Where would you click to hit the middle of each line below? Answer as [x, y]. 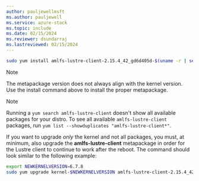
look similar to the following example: [51, 156]
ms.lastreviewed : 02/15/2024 [42, 45]
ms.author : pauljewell [34, 17]
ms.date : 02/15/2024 [32, 34]
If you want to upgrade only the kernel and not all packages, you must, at [95, 137]
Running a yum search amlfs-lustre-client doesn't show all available [91, 112]
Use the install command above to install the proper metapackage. [87, 90]
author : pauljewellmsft [36, 12]
